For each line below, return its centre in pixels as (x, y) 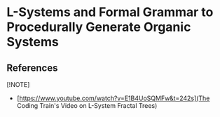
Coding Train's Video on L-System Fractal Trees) (87, 105)
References (32, 68)
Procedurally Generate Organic (99, 27)
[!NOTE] (18, 84)
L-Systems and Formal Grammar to (110, 12)
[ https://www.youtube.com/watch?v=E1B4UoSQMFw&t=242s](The (113, 98)
